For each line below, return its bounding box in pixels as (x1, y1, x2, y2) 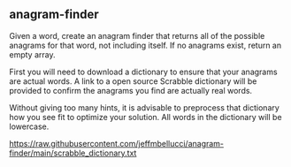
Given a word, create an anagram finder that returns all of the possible (9, 30, 265, 41)
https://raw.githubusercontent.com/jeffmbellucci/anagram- (9, 138, 224, 148)
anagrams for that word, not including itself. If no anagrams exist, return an (9, 40, 281, 50)
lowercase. (9, 121, 50, 132)
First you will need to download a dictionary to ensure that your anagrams (9, 66, 278, 77)
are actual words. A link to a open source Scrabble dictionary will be (9, 75, 257, 87)
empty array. (9, 49, 56, 60)
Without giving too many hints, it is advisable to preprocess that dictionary (9, 102, 280, 113)
